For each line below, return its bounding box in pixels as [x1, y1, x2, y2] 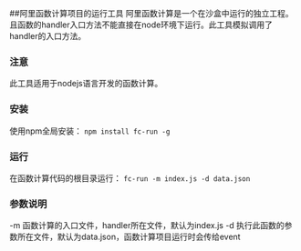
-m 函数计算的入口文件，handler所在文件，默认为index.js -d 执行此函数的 [9, 220, 285, 231]
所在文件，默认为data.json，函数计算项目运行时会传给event [16, 231, 241, 243]
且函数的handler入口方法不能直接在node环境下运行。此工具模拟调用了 [9, 19, 274, 30]
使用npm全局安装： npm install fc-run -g [9, 125, 171, 136]
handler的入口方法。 [9, 31, 87, 41]
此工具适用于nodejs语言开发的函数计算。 [9, 78, 163, 89]
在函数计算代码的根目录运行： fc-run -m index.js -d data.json [9, 172, 251, 184]
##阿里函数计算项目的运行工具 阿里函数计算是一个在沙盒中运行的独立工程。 [9, 8, 294, 18]
